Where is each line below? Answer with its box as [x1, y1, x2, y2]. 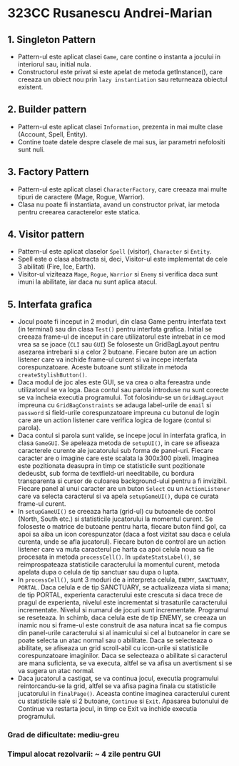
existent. [17, 83, 44, 91]
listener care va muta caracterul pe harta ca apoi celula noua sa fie [17, 545, 215, 554]
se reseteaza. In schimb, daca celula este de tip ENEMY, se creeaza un [17, 613, 227, 622]
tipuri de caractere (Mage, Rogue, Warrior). [17, 192, 145, 201]
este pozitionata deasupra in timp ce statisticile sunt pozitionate [17, 462, 205, 470]
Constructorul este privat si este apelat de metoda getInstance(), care [17, 68, 223, 76]
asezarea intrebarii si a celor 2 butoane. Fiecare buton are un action [17, 348, 217, 357]
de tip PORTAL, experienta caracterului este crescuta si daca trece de [17, 591, 223, 600]
